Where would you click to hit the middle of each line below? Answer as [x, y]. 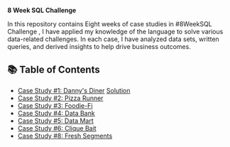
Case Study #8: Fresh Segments [65, 136]
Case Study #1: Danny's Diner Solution [74, 90]
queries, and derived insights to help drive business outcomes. [99, 47]
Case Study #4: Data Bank [56, 113]
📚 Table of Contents [54, 70]
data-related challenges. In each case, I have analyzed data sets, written [114, 39]
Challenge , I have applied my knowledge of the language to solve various [115, 32]
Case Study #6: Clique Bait [57, 128]
